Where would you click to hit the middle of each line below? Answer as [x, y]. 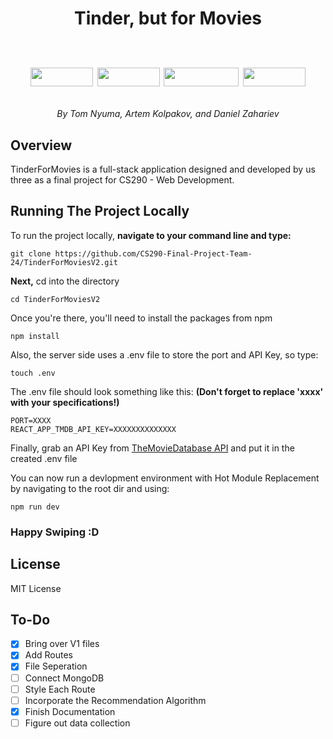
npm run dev [35, 507]
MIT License [36, 588]
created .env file [44, 458]
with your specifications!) [65, 402]
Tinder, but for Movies [167, 18]
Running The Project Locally [100, 211]
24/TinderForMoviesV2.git [64, 262]
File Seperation [56, 666]
